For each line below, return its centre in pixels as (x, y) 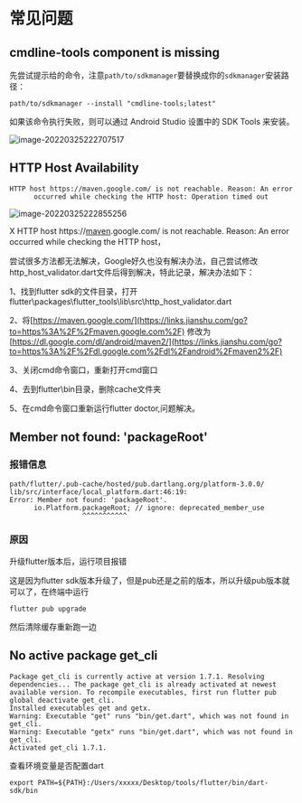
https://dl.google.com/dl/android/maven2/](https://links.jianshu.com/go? (147, 341)
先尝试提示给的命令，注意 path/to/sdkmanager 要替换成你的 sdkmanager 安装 (146, 75)
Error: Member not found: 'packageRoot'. (89, 500)
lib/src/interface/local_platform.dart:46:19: (99, 492)
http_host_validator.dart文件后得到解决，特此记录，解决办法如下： (132, 272)
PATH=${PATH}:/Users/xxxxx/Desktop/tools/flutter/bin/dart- (153, 782)
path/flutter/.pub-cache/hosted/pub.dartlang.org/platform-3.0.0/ (137, 484)
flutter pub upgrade (48, 609)
